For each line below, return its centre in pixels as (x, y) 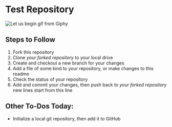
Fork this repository (33, 52)
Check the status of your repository (50, 79)
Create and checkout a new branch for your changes (68, 63)
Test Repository (40, 9)
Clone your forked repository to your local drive (63, 57)
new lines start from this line (42, 90)
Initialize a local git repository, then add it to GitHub (67, 118)
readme (21, 74)
